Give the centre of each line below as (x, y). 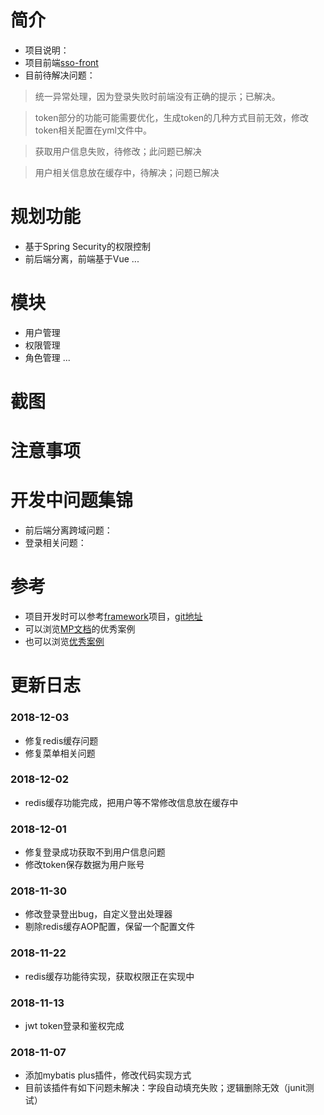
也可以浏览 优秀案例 (64, 642)
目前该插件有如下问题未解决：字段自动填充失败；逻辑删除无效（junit (165, 1088)
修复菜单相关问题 (60, 753)
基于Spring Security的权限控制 (87, 246)
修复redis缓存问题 (61, 740)
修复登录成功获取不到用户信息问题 (95, 852)
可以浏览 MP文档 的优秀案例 (80, 629)
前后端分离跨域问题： (68, 530)
